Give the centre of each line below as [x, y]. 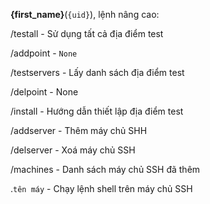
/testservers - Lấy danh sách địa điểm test [97, 72]
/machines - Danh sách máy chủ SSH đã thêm [105, 169]
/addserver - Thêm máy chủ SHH [79, 130]
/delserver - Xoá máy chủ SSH [73, 150]
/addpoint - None [44, 53]
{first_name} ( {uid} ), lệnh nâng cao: [85, 14]
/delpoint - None [44, 92]
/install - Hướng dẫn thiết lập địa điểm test [97, 111]
